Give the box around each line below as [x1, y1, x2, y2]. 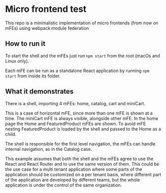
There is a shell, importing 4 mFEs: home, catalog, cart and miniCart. [5, 100, 145, 106]
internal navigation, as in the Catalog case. [5, 146, 92, 152]
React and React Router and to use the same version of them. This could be [5, 161, 160, 167]
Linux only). [5, 58, 29, 64]
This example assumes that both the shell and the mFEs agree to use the [5, 155, 154, 162]
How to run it [5, 40, 46, 48]
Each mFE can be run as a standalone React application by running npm [5, 67, 150, 73]
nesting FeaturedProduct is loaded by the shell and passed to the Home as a [5, 126, 161, 132]
